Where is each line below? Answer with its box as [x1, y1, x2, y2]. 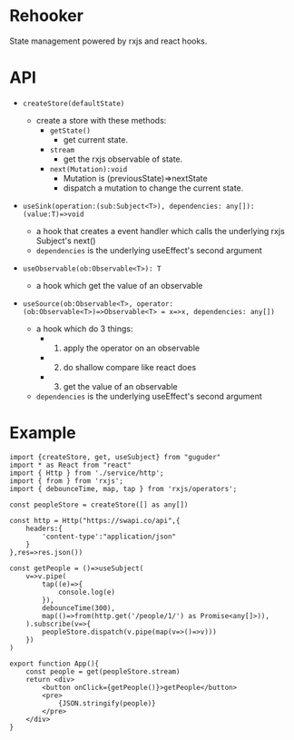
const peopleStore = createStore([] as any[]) [9, 500, 189, 509]
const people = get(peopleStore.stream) [25, 666, 181, 676]
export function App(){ [9, 659, 100, 668]
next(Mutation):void [49, 164, 128, 173]
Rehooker [9, 5, 84, 26]
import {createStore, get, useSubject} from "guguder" [9, 452, 221, 461]
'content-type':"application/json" [42, 532, 177, 541]
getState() [49, 126, 91, 135]
